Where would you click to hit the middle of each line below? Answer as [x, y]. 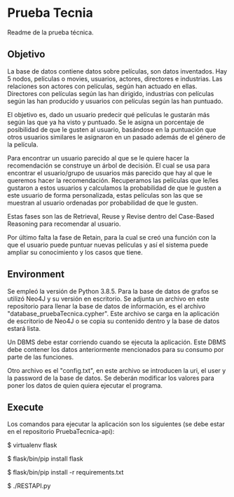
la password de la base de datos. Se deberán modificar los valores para [111, 378]
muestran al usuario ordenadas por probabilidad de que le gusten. [103, 203]
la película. [23, 144]
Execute [26, 407]
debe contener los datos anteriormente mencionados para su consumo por [116, 349]
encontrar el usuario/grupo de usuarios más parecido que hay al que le [110, 172]
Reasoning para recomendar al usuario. [64, 224]
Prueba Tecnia [50, 13]
